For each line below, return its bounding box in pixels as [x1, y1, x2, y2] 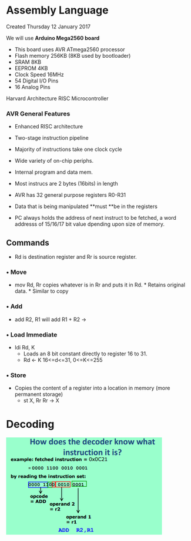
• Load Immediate [6, 331, 58, 339]
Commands [6, 237, 50, 248]
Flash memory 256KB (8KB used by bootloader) [14, 52, 131, 59]
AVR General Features [6, 110, 71, 118]
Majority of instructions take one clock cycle [14, 146, 122, 153]
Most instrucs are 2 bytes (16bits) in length [14, 180, 119, 187]
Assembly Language [6, 4, 109, 17]
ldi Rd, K [14, 344, 35, 351]
